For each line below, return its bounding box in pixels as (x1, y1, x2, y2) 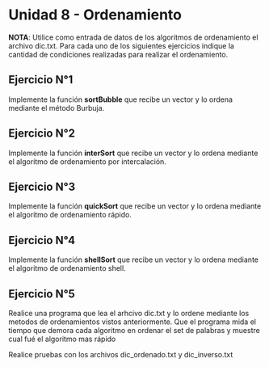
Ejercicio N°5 (8, 287, 75, 301)
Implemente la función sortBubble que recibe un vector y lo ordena (8, 95, 233, 104)
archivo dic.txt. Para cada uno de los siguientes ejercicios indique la (8, 40, 234, 50)
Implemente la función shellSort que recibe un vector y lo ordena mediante (8, 255, 258, 264)
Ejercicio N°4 (8, 233, 75, 247)
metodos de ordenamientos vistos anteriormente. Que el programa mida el (8, 317, 257, 327)
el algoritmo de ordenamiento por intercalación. (8, 156, 167, 167)
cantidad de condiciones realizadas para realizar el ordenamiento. (8, 49, 229, 59)
